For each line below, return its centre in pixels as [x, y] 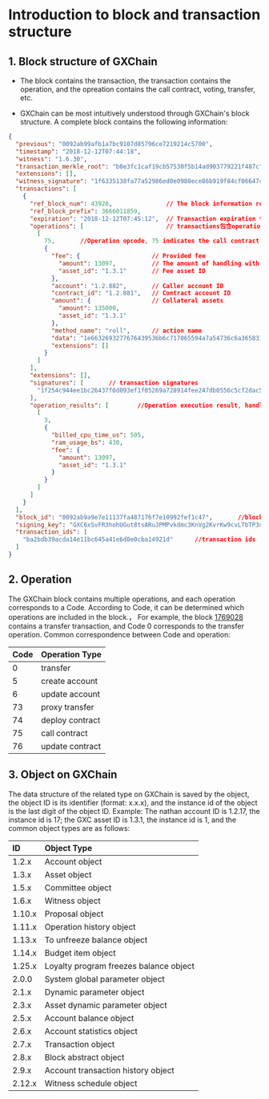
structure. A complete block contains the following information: [124, 122]
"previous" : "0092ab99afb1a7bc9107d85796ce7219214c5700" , [114, 144]
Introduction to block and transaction [134, 15]
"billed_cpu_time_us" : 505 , [98, 435]
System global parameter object [105, 979]
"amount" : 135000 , [89, 308]
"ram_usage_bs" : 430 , [87, 442]
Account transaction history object [109, 1070]
